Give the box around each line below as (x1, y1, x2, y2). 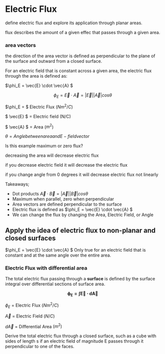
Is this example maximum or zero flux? (5, 143, 83, 149)
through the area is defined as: (5, 73, 67, 79)
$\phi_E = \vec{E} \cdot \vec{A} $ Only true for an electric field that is (5, 247, 146, 253)
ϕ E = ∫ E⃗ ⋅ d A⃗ (67, 291, 99, 298)
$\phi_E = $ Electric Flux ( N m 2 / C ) (5, 103, 73, 110)
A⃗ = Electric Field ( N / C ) (5, 313, 55, 319)
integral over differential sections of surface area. (5, 281, 105, 287)
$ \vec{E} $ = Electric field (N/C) (5, 113, 71, 119)
